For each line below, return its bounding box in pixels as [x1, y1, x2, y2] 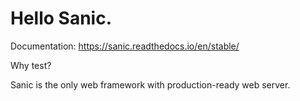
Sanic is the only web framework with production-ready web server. [10, 78, 291, 91]
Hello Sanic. [10, 7, 113, 30]
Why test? [10, 59, 52, 71]
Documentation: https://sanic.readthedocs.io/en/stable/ [10, 40, 240, 52]
